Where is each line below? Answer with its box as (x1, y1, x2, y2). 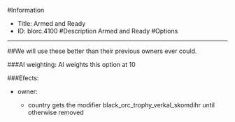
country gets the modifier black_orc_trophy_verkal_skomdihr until (27, 101, 215, 109)
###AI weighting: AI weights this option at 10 (7, 61, 136, 68)
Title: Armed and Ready (17, 20, 86, 27)
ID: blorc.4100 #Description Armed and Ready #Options (17, 27, 178, 35)
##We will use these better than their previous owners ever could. (7, 47, 197, 55)
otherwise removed (27, 108, 84, 116)
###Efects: (7, 74, 39, 82)
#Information (7, 6, 45, 14)
